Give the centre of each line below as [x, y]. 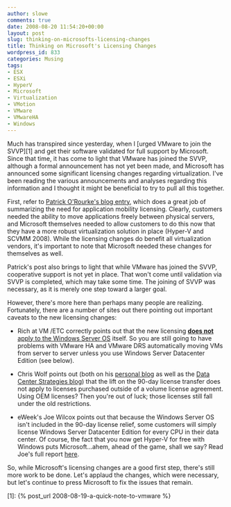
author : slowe [28, 14]
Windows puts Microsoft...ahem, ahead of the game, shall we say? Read [120, 446]
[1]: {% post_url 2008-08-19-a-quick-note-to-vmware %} [89, 496]
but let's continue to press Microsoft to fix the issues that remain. [100, 482]
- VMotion [22, 104]
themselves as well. [35, 253]
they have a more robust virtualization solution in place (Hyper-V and [105, 231]
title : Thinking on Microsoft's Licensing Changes [82, 46]
